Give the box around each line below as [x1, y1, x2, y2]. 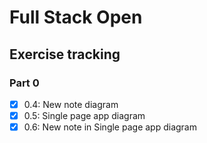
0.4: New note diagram [23, 98, 119, 110]
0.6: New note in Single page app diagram [23, 121, 197, 133]
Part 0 [9, 76, 40, 90]
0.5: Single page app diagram [23, 109, 146, 121]
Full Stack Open [9, 6, 143, 29]
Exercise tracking [9, 46, 121, 63]
